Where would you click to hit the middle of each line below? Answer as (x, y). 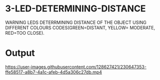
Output (20, 53)
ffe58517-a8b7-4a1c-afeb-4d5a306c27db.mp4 (54, 72)
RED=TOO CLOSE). (25, 33)
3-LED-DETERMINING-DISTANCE (75, 9)
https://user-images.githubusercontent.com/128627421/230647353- (76, 67)
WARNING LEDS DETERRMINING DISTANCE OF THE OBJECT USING (76, 22)
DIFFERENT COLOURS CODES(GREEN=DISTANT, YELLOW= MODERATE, (80, 27)
